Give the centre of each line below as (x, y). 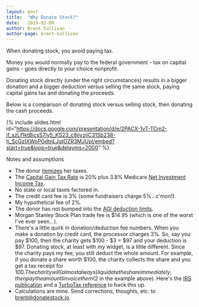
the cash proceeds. (30, 111)
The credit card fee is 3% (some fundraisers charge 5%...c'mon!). (95, 196)
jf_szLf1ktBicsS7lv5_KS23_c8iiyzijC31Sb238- (61, 135)
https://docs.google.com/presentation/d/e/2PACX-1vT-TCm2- (92, 129)
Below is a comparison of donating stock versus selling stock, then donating (99, 104)
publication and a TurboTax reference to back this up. (80, 285)
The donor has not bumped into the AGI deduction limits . (84, 209)
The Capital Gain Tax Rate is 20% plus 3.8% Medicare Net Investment (100, 177)
